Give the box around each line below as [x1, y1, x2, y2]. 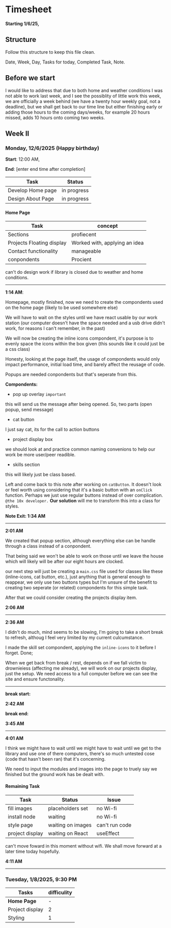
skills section [12, 461, 40, 468]
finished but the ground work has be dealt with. [5, 771, 105, 778]
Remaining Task [5, 783, 40, 789]
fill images [8, 805, 33, 812]
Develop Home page [8, 187, 57, 194]
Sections [8, 231, 29, 238]
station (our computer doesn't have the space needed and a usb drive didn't [5, 320, 165, 326]
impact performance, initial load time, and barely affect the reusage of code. [5, 362, 165, 368]
